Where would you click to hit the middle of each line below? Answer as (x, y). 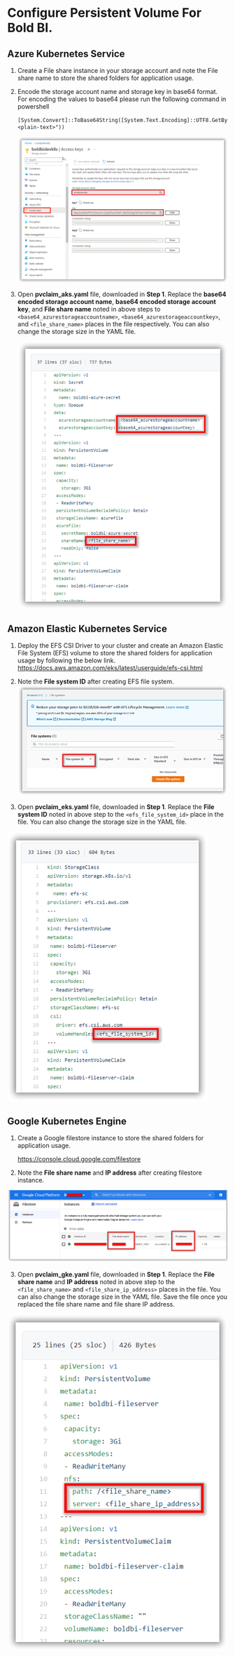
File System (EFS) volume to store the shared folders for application (115, 653)
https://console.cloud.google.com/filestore (79, 1159)
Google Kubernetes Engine (67, 1121)
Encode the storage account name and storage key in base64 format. (117, 92)
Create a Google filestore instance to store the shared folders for (111, 1138)
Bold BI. (30, 28)
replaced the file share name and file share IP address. (96, 1304)
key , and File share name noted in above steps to (89, 309)
